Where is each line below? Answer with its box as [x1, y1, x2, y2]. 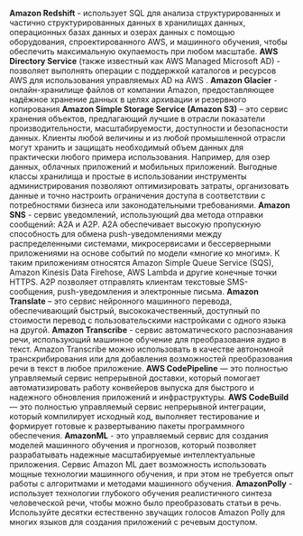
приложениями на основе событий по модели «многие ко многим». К [9, 248, 280, 259]
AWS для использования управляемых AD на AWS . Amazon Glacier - [9, 75, 278, 85]
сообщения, [9, 287, 56, 296]
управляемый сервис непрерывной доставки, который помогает [9, 372, 261, 383]
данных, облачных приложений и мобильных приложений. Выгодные [9, 162, 278, 172]
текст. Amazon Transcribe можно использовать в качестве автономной [9, 343, 284, 354]
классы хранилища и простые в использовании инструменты [9, 171, 247, 182]
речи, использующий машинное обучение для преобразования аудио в [9, 334, 287, 344]
